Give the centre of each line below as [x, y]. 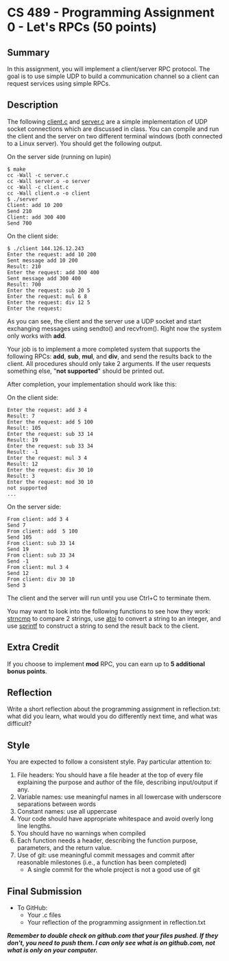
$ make [16, 169]
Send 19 [18, 549]
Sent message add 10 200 [43, 260]
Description [33, 105]
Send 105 [20, 537]
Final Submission [45, 891]
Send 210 [20, 211]
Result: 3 [21, 476]
